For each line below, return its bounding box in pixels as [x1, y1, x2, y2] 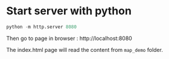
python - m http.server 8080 [6, 24, 77, 30]
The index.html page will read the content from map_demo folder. [6, 46, 163, 53]
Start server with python [6, 4, 132, 18]
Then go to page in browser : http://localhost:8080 [6, 35, 133, 42]
